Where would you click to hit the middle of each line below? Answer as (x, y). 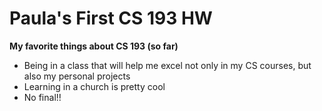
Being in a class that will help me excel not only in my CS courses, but (167, 65)
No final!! (42, 97)
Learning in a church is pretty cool (94, 86)
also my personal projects (77, 76)
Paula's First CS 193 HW (111, 18)
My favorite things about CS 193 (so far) (94, 46)
